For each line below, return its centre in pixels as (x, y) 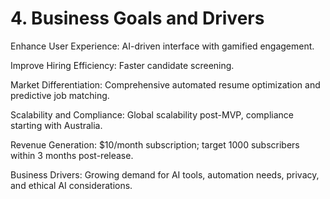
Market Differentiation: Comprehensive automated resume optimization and (165, 84)
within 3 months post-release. (72, 155)
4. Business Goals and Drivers (137, 18)
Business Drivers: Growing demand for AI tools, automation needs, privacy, (165, 174)
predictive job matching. (60, 95)
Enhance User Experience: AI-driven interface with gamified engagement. (162, 46)
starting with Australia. (56, 125)
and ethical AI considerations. (71, 185)
